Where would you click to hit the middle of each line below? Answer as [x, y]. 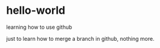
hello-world [36, 10]
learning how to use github [39, 27]
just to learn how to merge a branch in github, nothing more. [80, 38]
